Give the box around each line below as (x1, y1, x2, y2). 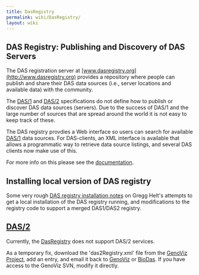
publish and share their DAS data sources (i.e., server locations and (6, 80, 171, 87)
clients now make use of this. (6, 147, 78, 155)
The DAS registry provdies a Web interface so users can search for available (6, 128, 193, 135)
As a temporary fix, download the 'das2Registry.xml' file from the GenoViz (6, 249, 188, 257)
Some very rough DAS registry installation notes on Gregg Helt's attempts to (6, 192, 193, 199)
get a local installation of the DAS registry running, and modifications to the (6, 198, 190, 205)
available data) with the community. (6, 86, 93, 93)
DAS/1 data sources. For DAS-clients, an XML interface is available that (6, 135, 180, 142)
